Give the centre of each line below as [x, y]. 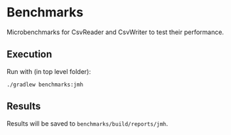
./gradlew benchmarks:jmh [45, 85]
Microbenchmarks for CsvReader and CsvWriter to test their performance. [116, 32]
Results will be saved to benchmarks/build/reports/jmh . [87, 123]
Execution [29, 54]
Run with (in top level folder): [49, 71]
